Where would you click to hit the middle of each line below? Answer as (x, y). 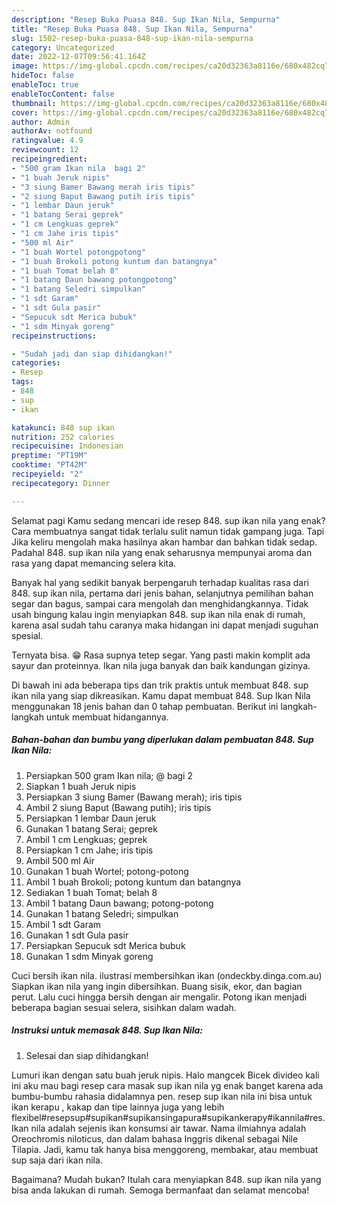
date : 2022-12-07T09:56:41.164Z (78, 57)
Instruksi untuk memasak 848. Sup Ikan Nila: (107, 1030)
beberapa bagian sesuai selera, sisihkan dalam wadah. (124, 1007)
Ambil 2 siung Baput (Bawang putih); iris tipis (118, 807)
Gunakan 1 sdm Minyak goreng (89, 956)
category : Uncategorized (63, 47)
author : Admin (41, 122)
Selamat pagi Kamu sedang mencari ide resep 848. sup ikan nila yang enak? (168, 520)
